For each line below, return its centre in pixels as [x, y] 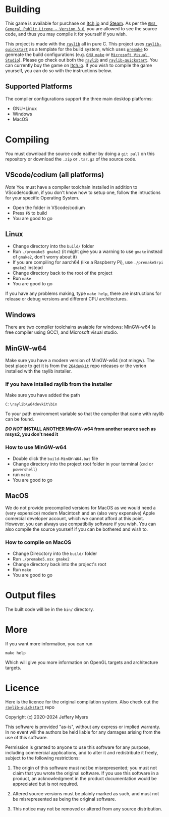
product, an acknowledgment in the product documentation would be [85, 779]
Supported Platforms [39, 87]
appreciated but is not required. [45, 784]
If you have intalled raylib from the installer [59, 384]
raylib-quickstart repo [30, 707]
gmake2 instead [27, 268]
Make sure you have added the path [43, 395]
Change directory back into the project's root [60, 564]
